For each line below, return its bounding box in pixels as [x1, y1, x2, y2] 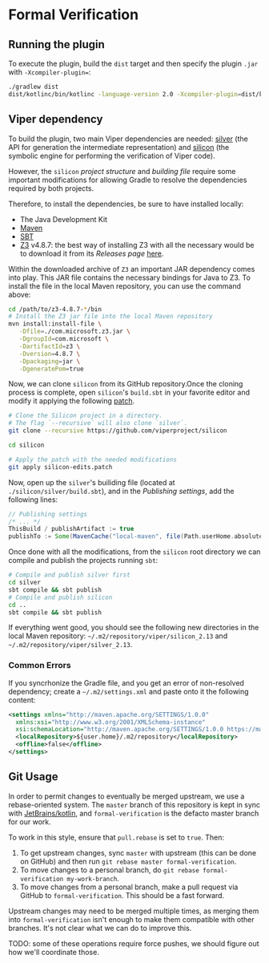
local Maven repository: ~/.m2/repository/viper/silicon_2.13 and [8, 631, 228, 641]
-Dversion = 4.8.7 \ [18, 350, 81, 358]
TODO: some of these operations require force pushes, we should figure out [8, 938, 259, 948]
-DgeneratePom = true [18, 365, 84, 373]
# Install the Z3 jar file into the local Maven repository [8, 313, 214, 321]
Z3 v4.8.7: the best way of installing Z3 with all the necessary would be [19, 240, 255, 249]
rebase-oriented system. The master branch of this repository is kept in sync [8, 799, 261, 809]
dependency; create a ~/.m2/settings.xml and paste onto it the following [8, 686, 250, 696]
